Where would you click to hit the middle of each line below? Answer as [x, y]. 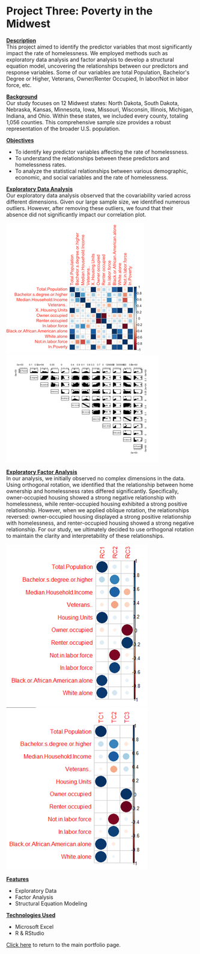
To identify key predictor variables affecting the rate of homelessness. [102, 152]
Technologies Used [31, 915]
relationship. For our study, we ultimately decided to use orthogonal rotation [100, 529]
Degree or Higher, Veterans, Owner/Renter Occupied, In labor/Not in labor [98, 79]
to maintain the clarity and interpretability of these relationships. [85, 536]
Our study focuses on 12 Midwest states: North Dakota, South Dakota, [92, 103]
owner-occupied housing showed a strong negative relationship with [91, 497]
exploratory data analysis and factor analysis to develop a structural [90, 59]
